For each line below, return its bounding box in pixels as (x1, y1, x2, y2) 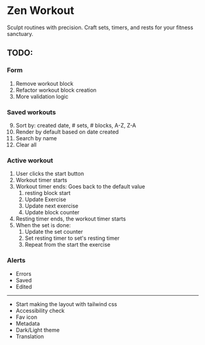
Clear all (15, 141, 37, 148)
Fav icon (15, 313, 38, 321)
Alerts (7, 256, 26, 265)
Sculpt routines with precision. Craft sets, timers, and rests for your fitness (7, 24, 193, 31)
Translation (15, 332, 44, 340)
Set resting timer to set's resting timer (24, 234, 120, 242)
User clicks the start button (15, 170, 85, 177)
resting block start (24, 190, 71, 197)
